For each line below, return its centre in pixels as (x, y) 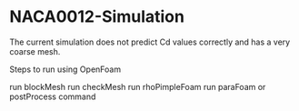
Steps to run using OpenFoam (65, 69)
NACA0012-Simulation (97, 17)
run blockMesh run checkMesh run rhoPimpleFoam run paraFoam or (138, 86)
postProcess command (53, 96)
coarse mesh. (35, 51)
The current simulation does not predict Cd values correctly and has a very (150, 42)
